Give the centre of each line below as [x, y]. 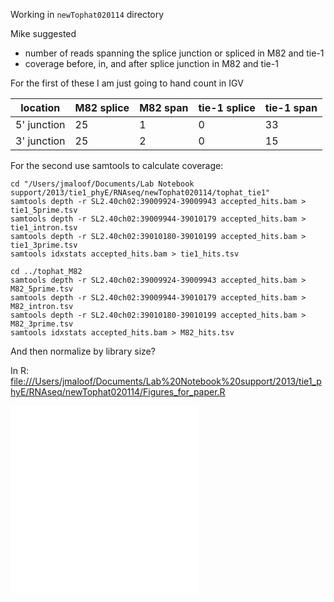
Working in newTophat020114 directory [87, 14]
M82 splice [102, 107]
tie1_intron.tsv [44, 228]
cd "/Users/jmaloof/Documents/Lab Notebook [102, 184]
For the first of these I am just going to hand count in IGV [127, 83]
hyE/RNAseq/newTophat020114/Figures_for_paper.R [118, 392]
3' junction [40, 141]
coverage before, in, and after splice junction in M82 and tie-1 [151, 63]
